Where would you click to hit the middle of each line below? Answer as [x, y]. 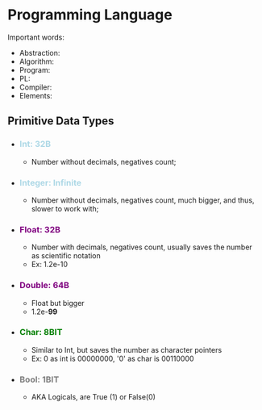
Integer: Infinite [50, 182]
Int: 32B [35, 144]
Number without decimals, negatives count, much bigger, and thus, [143, 200]
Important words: [36, 37]
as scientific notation [66, 256]
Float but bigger [58, 303]
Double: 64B [44, 286]
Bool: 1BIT [39, 379]
